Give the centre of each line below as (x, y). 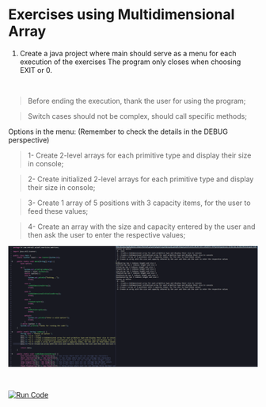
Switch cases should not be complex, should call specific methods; (137, 116)
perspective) (29, 139)
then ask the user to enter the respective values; (106, 234)
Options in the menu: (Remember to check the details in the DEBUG (118, 131)
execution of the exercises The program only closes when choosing (130, 62)
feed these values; (58, 211)
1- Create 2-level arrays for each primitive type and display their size (139, 155)
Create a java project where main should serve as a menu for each (128, 53)
